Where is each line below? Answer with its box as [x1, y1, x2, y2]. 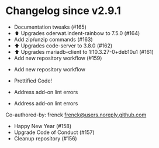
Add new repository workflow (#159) [13, 54, 102, 61]
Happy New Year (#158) [13, 122, 72, 129]
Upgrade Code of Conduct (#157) [13, 129, 95, 136]
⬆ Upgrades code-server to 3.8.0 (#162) [13, 42, 113, 49]
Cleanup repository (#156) [13, 135, 77, 142]
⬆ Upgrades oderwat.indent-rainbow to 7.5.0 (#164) [13, 29, 140, 36]
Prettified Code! [13, 77, 53, 84]
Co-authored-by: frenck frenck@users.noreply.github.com [5, 111, 147, 118]
